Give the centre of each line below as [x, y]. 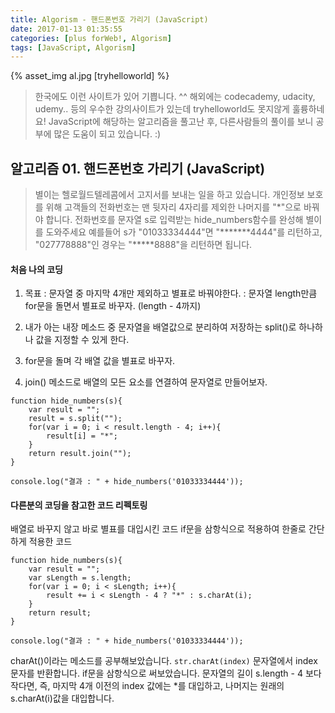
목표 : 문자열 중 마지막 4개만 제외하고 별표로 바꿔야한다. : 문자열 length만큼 [171, 293]
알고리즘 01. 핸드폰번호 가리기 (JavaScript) [138, 168]
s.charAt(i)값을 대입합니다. [62, 698]
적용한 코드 [50, 542]
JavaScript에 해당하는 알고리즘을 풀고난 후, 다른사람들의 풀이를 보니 [181, 122]
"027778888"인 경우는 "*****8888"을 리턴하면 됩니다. [143, 245]
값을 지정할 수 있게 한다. [82, 340]
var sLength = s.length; [80, 578]
